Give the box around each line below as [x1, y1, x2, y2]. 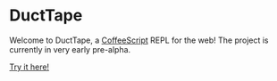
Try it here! [9, 61, 50, 72]
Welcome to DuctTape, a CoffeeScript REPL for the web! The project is [9, 35, 270, 45]
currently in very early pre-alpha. [9, 44, 131, 54]
